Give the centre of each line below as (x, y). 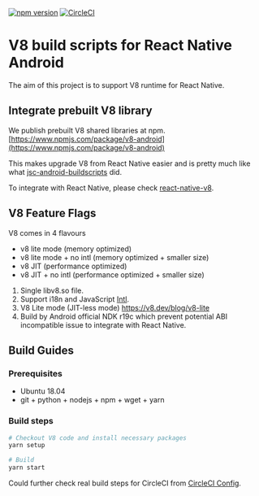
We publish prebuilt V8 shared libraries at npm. (87, 130)
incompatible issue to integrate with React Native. (103, 324)
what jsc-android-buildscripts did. (65, 172)
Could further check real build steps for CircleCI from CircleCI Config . (125, 483)
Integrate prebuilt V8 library (80, 111)
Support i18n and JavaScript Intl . (75, 299)
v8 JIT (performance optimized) (73, 266)
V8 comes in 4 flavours (47, 233)
